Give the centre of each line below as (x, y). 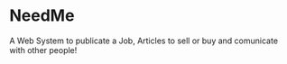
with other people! (43, 50)
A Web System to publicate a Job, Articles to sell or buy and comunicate (143, 41)
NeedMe (42, 16)
